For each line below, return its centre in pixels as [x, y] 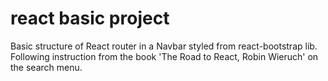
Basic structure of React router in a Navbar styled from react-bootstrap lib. [164, 46]
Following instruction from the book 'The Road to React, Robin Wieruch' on [164, 56]
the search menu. [46, 67]
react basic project [90, 18]
